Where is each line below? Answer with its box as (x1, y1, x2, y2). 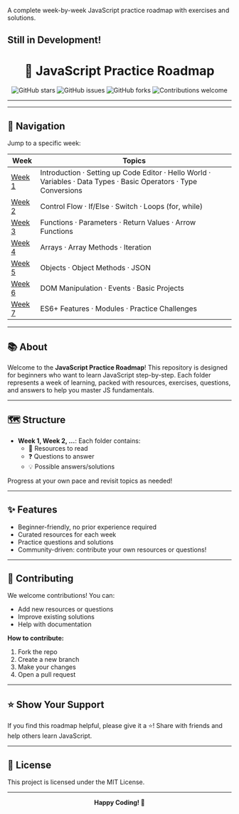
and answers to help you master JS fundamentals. (7, 385, 154, 394)
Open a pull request (17, 670, 76, 679)
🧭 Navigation (7, 120, 65, 132)
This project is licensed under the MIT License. (7, 778, 145, 786)
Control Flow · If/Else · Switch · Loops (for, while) (40, 202, 203, 212)
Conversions (40, 186, 83, 196)
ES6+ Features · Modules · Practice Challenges (40, 304, 198, 314)
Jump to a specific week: (7, 139, 81, 148)
